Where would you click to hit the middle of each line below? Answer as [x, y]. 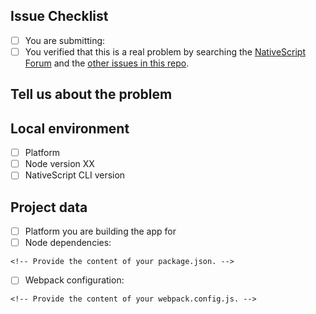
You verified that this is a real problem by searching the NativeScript [165, 51]
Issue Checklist [59, 16]
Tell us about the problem [91, 94]
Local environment [70, 128]
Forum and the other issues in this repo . [107, 63]
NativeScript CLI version [75, 175]
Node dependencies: [68, 243]
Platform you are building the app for [100, 231]
